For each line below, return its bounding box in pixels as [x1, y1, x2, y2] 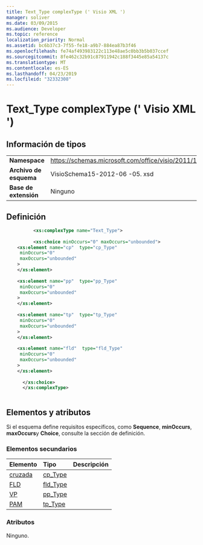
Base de [9, 184, 33, 192]
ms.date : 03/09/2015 [6, 20, 59, 26]
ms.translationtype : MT [6, 59, 66, 65]
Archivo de [9, 166, 42, 175]
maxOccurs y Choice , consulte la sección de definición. [6, 430, 146, 437]
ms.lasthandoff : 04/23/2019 [6, 71, 77, 77]
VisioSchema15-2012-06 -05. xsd [50, 170, 154, 178]
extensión [9, 191, 39, 199]
